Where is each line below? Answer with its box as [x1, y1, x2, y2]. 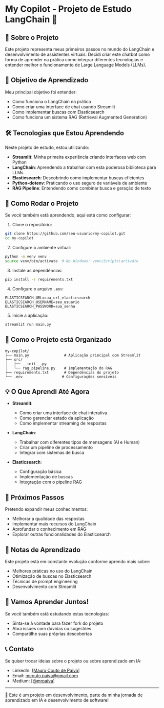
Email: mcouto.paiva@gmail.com [12, 672, 78, 679]
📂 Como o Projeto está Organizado [5, 335, 112, 344]
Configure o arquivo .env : [12, 285, 64, 292]
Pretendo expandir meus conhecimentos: [5, 506, 88, 512]
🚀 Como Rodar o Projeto [5, 199, 79, 208]
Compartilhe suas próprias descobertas [12, 631, 92, 637]
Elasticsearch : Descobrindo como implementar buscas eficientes [12, 175, 144, 181]
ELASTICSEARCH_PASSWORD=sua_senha [5, 304, 76, 309]
